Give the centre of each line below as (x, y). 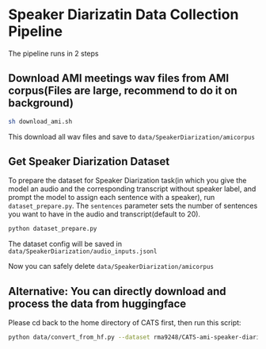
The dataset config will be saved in (65, 244)
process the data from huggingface (97, 303)
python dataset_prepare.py (53, 229)
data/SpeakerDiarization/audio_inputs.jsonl (83, 251)
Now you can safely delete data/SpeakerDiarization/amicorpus (111, 267)
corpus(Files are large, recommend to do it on (123, 91)
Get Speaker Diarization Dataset (89, 161)
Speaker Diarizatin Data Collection (123, 15)
